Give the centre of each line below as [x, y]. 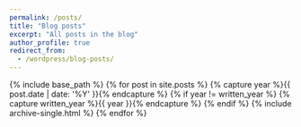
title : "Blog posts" [48, 26]
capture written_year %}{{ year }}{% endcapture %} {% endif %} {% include [150, 103]
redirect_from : [38, 51]
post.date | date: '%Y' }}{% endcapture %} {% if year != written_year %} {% [150, 94]
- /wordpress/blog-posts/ [66, 59]
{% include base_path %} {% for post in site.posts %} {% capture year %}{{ [150, 85]
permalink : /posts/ [46, 17]
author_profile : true [50, 42]
